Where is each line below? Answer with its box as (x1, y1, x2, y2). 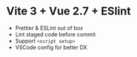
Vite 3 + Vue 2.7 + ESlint (6, 4, 131, 18)
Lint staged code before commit (15, 30, 96, 38)
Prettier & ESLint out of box (15, 24, 83, 32)
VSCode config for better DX (15, 44, 88, 51)
